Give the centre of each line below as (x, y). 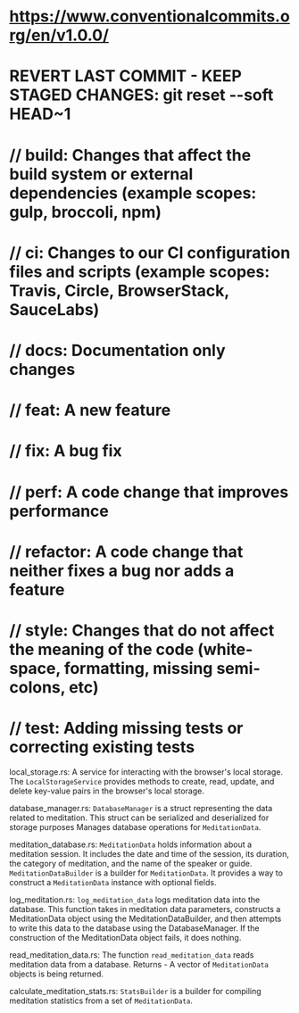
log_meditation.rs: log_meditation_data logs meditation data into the (135, 900)
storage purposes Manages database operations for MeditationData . (135, 826)
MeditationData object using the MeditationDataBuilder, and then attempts (145, 918)
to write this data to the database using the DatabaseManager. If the (134, 928)
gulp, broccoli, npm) (86, 212)
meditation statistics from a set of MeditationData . (101, 1001)
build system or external (101, 174)
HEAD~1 (40, 114)
